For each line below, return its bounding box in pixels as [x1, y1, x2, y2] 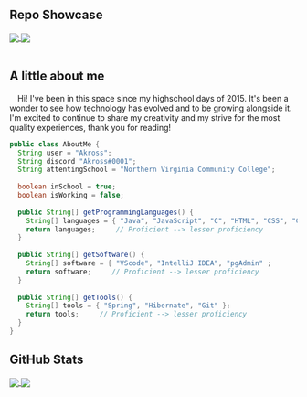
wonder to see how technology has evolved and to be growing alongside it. [9, 102, 292, 113]
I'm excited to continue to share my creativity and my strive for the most [9, 112, 281, 123]
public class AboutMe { [9, 139, 101, 149]
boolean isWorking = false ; [17, 191, 125, 200]
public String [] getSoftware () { [17, 251, 145, 260]
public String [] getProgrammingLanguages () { [17, 208, 195, 217]
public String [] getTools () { [17, 293, 132, 302]
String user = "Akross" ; [17, 148, 112, 157]
